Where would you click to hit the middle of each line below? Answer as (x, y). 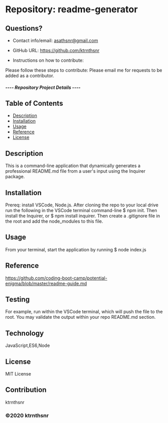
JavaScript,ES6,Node (27, 345)
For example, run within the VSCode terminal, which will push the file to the (84, 312)
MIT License (18, 374)
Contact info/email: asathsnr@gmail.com (55, 40)
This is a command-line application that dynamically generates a (73, 166)
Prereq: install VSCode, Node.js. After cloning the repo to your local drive (82, 205)
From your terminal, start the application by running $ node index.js (76, 249)
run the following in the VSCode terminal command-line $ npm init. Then (81, 210)
